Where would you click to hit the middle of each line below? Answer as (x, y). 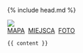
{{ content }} (28, 43)
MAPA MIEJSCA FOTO (41, 30)
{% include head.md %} (42, 10)
